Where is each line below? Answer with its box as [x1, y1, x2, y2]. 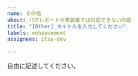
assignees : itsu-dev [7, 36, 67, 43]
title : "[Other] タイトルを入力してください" [7, 23, 126, 30]
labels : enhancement [7, 29, 67, 37]
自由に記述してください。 [7, 61, 80, 70]
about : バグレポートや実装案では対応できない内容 [7, 17, 132, 23]
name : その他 [7, 10, 41, 17]
